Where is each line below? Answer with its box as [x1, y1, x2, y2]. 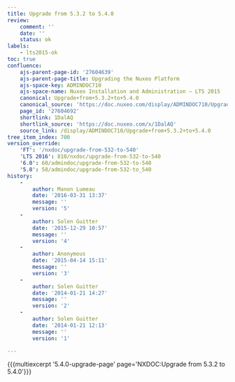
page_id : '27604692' [20, 108, 80, 115]
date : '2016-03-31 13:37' [32, 192, 108, 199]
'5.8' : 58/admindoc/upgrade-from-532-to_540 [20, 166, 152, 173]
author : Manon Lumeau [32, 186, 96, 193]
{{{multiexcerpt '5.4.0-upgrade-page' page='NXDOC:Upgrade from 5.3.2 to [7, 360, 226, 369]
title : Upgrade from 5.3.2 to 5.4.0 [7, 10, 114, 17]
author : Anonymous [32, 251, 86, 258]
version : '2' [32, 302, 71, 309]
